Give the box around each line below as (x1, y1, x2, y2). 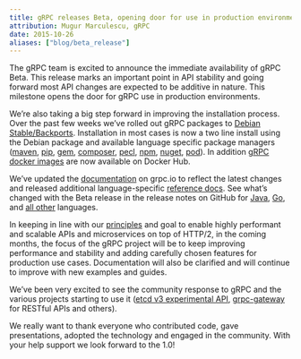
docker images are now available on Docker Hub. (9, 156, 191, 167)
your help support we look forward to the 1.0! (9, 339, 176, 350)
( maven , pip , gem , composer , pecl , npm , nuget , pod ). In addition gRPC (9, 147, 270, 158)
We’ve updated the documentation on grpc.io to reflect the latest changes (9, 174, 282, 184)
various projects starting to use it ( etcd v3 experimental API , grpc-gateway (9, 294, 285, 304)
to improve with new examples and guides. (9, 267, 168, 278)
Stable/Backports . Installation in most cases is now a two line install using (9, 127, 280, 139)
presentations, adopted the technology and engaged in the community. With (9, 330, 291, 341)
